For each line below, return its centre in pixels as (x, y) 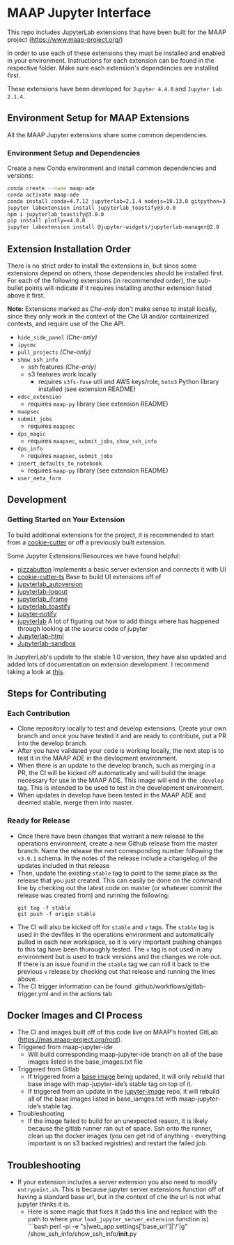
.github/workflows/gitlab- (170, 986)
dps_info (30, 449)
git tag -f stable (44, 908)
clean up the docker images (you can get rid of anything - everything (127, 1136)
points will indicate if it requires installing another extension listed (118, 288)
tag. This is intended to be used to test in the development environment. (120, 788)
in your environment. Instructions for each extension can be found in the (111, 60)
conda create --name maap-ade (51, 189)
